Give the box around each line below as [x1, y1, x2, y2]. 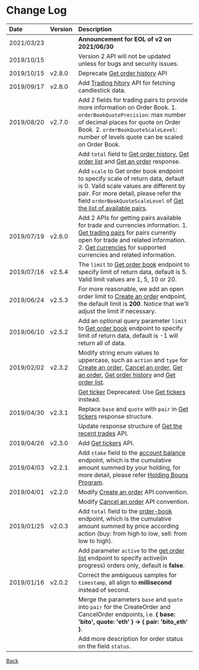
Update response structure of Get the [78, 422, 182, 430]
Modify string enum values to [78, 348, 160, 356]
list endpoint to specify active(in [78, 554, 168, 562]
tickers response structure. [78, 412, 153, 420]
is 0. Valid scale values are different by [78, 181, 185, 190]
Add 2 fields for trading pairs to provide [78, 95, 188, 104]
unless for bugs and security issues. [78, 59, 179, 68]
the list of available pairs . [78, 204, 147, 212]
